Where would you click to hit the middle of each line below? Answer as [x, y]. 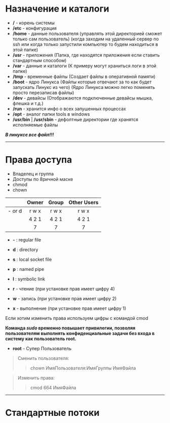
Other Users [83, 202]
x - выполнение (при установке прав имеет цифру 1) [69, 308]
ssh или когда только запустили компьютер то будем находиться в [85, 44]
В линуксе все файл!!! [30, 134]
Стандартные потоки [52, 413]
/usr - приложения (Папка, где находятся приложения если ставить [86, 55]
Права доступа [39, 160]
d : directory [25, 249]
